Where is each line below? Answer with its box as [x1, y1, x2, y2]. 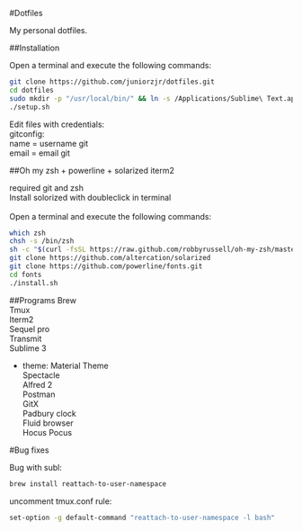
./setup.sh [9, 103, 50, 112]
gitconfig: [9, 128, 45, 139]
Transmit [9, 333, 42, 344]
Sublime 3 [9, 342, 47, 354]
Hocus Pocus [22, 427, 73, 437]
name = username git [9, 138, 89, 148]
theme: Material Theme [22, 360, 110, 371]
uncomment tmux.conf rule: [9, 495, 112, 507]
